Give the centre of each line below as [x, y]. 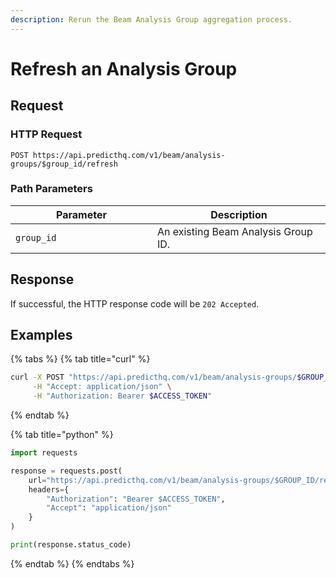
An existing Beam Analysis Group [235, 231]
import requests [44, 453]
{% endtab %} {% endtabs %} [72, 563]
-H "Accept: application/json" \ [102, 387]
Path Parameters [51, 189]
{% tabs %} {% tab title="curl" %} [80, 359]
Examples [41, 335]
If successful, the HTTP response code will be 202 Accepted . [135, 303]
